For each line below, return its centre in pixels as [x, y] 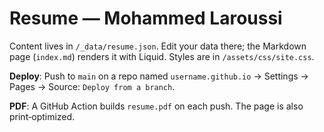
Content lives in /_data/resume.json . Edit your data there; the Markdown [158, 46]
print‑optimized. [42, 116]
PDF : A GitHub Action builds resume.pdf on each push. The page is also [156, 106]
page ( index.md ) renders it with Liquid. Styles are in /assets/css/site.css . [162, 56]
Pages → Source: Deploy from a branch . [92, 86]
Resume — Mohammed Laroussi [146, 18]
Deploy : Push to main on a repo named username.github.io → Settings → [159, 76]
